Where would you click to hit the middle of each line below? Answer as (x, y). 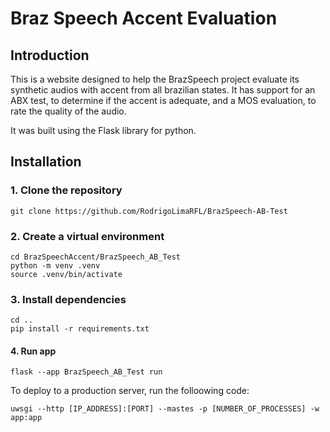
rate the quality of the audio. (68, 111)
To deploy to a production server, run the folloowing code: (130, 391)
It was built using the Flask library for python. (103, 130)
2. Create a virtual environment (87, 236)
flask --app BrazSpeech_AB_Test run (86, 372)
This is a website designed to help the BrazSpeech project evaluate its (155, 79)
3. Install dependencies (68, 299)
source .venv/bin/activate (66, 274)
